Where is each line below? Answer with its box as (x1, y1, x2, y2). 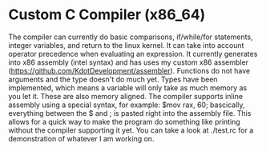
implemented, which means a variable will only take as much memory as (8, 82, 248, 93)
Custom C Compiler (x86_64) (8, 6, 206, 24)
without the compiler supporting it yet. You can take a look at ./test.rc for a (8, 125, 254, 135)
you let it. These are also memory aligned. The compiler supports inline (8, 91, 243, 101)
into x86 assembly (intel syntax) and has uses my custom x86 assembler (8, 58, 248, 67)
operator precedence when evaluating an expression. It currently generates (8, 49, 258, 58)
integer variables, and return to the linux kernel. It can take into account (8, 40, 244, 50)
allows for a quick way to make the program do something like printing (8, 117, 240, 126)
